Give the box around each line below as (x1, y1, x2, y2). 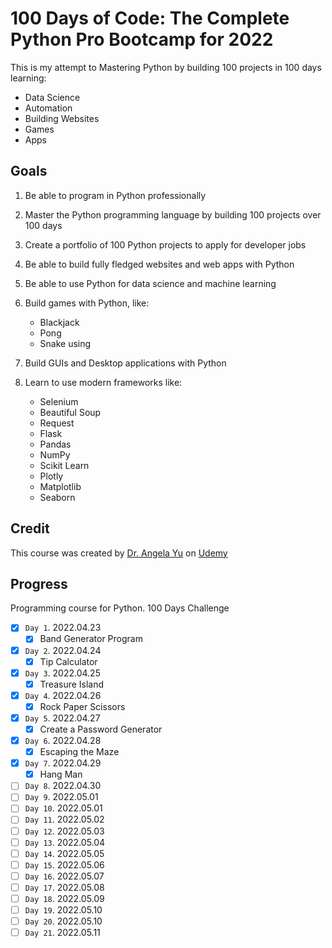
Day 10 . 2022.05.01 (24, 802, 103, 814)
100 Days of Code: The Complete (10, 7, 290, 30)
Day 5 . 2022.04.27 (24, 712, 101, 724)
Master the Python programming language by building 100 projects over (24, 208, 322, 221)
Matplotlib (39, 480, 82, 492)
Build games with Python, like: (24, 297, 150, 309)
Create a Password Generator (39, 723, 163, 735)
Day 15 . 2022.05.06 (24, 858, 105, 871)
